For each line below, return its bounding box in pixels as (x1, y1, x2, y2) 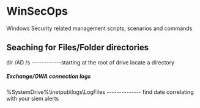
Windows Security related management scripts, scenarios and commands (6, 25, 193, 32)
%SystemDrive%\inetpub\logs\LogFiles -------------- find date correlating (6, 88, 194, 96)
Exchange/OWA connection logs (6, 72, 91, 80)
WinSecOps (6, 4, 69, 18)
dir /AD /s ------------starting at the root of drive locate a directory (6, 58, 175, 66)
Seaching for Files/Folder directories (6, 42, 149, 53)
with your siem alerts (6, 94, 59, 102)
